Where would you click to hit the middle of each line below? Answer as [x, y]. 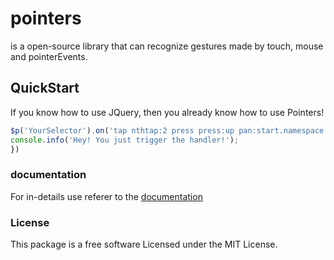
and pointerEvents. [49, 56]
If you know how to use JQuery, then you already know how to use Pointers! [167, 112]
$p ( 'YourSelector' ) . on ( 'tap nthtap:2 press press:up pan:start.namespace [167, 130]
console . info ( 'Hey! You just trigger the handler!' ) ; [125, 140]
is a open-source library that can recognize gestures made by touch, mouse [167, 46]
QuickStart [45, 88]
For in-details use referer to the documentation [106, 196]
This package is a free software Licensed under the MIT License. [144, 244]
